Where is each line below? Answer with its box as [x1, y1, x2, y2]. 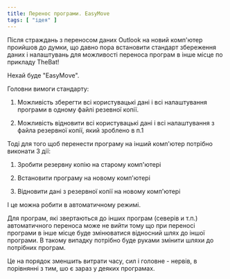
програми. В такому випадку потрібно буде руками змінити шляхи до [7, 236, 214, 244]
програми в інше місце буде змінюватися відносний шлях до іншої [7, 228, 206, 237]
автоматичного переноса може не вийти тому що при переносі [7, 221, 195, 229]
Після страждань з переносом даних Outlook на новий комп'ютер [7, 35, 203, 44]
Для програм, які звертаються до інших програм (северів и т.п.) [7, 214, 198, 222]
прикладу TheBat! [7, 57, 60, 66]
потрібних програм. [7, 243, 66, 251]
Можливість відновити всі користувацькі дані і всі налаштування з [17, 118, 215, 127]
